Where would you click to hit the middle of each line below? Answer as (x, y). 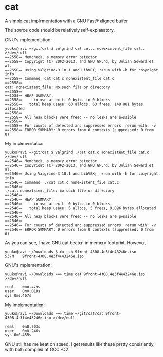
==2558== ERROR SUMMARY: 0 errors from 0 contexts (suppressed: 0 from (79, 130)
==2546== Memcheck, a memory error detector (51, 161)
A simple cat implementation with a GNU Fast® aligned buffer (67, 21)
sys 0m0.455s (18, 335)
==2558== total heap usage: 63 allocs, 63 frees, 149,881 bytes (74, 104)
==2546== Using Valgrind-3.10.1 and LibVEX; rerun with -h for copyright (82, 174)
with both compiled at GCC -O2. (37, 349)
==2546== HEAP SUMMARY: (29, 199)
